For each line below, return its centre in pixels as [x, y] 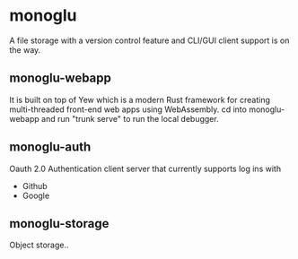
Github [35, 186]
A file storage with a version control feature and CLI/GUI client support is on [149, 40]
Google [36, 195]
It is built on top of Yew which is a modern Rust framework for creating [140, 99]
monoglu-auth [50, 147]
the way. [25, 49]
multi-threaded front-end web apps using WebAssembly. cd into [128, 109]
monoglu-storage [59, 224]
